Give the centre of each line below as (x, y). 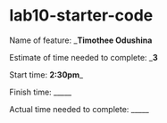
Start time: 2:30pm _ (46, 74)
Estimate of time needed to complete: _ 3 (83, 57)
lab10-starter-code (81, 16)
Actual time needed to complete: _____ (79, 109)
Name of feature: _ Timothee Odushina (81, 40)
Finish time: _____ (41, 92)
